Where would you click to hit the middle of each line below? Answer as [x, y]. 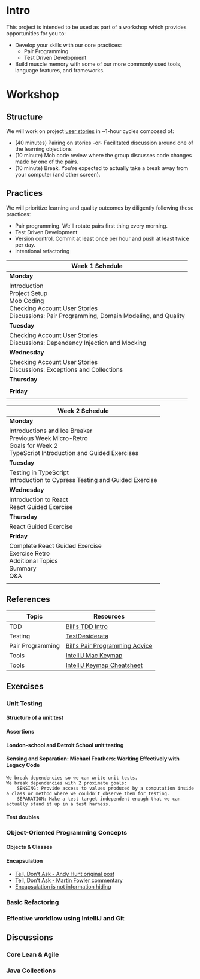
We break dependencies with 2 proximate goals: [67, 783]
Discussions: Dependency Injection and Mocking [78, 343]
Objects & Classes [29, 847]
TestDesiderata [87, 636]
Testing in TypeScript [39, 472]
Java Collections [31, 971]
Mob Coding [27, 301]
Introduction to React [39, 499]
